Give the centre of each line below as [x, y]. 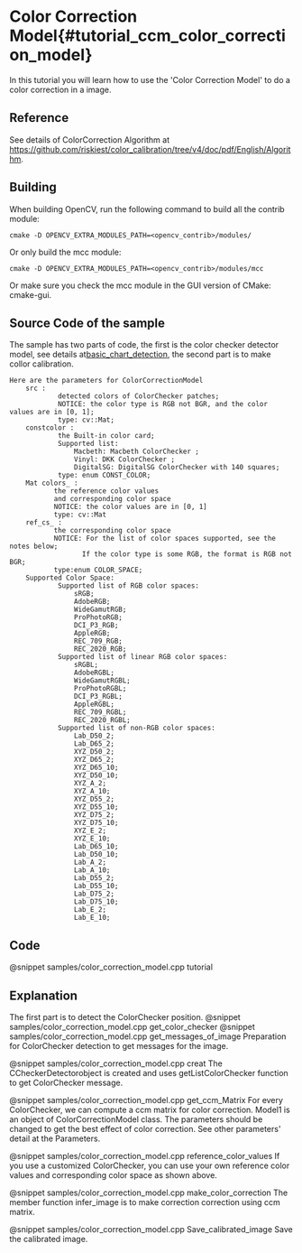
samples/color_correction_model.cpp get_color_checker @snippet [132, 1027]
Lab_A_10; [92, 870]
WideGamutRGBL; [102, 681]
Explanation [44, 995]
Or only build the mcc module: [65, 252]
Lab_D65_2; [94, 744]
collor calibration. [41, 364]
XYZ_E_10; [92, 839]
